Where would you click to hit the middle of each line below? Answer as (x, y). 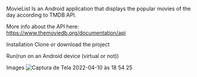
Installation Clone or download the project (58, 44)
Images (16, 67)
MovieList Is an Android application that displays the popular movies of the (98, 9)
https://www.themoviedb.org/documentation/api (66, 33)
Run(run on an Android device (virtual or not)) (62, 56)
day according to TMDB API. (41, 15)
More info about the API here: (43, 27)
